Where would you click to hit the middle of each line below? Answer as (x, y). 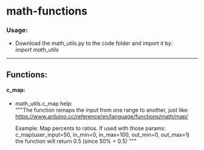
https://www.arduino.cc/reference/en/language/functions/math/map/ (101, 117)
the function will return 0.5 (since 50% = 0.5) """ (76, 141)
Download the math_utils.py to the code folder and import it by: (94, 43)
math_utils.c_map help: (44, 104)
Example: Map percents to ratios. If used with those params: (90, 128)
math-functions (47, 11)
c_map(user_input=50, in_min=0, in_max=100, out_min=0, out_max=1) (102, 135)
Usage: (17, 30)
